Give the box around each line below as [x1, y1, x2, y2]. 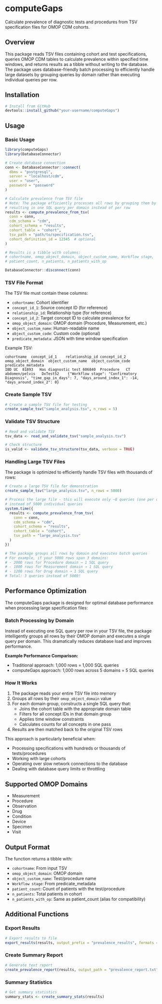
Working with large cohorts [12, 756, 66, 762]
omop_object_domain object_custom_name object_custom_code [5, 359, 131, 364]
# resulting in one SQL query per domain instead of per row [5, 205, 131, 210]
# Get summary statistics [5, 989, 57, 994]
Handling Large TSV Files [5, 459, 66, 465]
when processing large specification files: [5, 605, 88, 611]
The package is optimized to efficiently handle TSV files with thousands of [5, 469, 153, 475]
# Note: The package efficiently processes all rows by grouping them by [5, 201, 157, 206]
